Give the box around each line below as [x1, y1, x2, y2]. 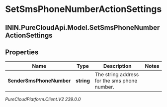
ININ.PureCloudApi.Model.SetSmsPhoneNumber [5, 23, 160, 32]
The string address [94, 71, 139, 78]
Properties [5, 48, 39, 56]
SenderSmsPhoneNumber [7, 77, 71, 84]
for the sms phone [94, 77, 138, 84]
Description [103, 63, 132, 70]
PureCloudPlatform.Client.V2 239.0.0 [5, 96, 81, 103]
